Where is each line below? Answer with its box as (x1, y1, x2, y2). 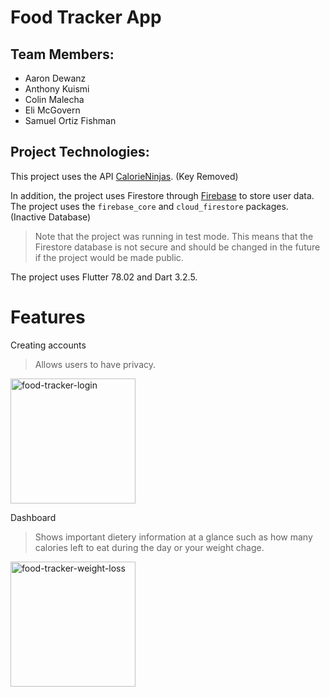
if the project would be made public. (34, 251, 184, 263)
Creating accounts (10, 339, 87, 351)
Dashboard (10, 511, 57, 523)
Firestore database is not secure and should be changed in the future (34, 241, 321, 253)
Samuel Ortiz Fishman (24, 115, 117, 126)
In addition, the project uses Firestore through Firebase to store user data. (10, 189, 315, 201)
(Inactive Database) (10, 211, 92, 223)
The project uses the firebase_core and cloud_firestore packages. (10, 200, 289, 212)
